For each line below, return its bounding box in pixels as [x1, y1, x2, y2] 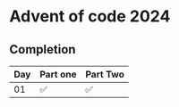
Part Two [84, 69, 125, 80]
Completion [9, 42, 76, 57]
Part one [39, 69, 77, 80]
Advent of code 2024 [9, 6, 171, 27]
